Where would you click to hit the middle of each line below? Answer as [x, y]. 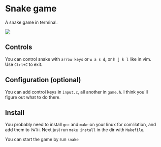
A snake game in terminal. [32, 22]
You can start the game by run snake [42, 140]
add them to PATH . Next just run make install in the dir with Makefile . [75, 130]
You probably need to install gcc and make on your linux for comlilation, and [80, 125]
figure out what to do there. [33, 97]
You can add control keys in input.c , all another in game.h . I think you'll [77, 92]
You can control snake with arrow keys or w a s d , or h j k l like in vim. [78, 59]
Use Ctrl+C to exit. [24, 64]
